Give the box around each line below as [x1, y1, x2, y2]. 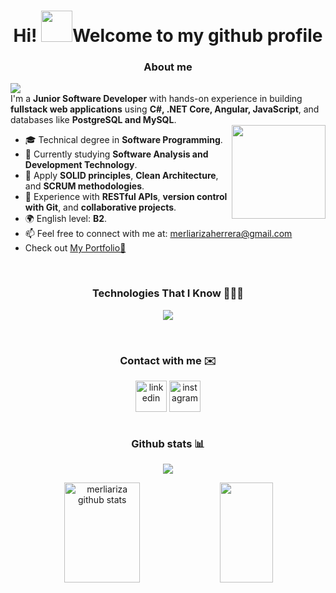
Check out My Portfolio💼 [24, 242, 127, 254]
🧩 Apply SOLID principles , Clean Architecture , [24, 170, 219, 182]
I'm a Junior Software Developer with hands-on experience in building [10, 93, 303, 105]
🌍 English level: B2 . [24, 213, 108, 225]
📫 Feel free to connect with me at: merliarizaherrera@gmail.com [24, 228, 293, 240]
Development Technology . [24, 159, 138, 171]
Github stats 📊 [131, 437, 205, 450]
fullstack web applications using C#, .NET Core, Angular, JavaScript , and [10, 103, 320, 115]
